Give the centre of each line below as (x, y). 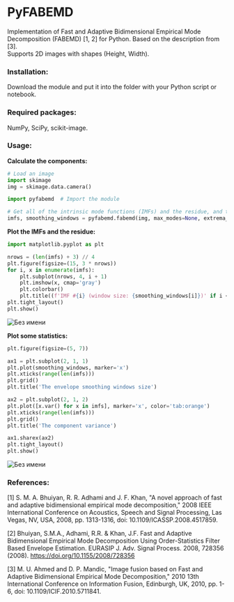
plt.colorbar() (42, 289)
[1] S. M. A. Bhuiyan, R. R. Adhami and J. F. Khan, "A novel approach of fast (115, 498)
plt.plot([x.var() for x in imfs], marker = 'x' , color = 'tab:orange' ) (109, 406)
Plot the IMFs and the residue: (52, 232)
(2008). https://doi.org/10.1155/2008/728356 (71, 556)
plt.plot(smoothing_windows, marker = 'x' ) (68, 368)
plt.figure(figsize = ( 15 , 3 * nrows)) (62, 263)
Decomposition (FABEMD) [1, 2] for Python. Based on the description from (114, 38)
